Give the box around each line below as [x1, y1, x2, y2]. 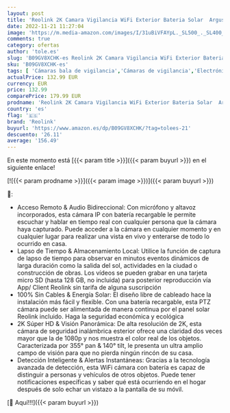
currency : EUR [7, 80, 48, 87]
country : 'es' [7, 105, 48, 112]
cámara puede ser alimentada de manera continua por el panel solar [16, 305, 210, 314]
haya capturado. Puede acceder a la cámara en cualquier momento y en [16, 225, 221, 234]
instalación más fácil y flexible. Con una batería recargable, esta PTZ [16, 298, 211, 306]
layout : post [7, 10, 44, 17]
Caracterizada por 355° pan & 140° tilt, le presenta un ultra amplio [16, 342, 203, 350]
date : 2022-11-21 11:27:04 [7, 23, 84, 29]
